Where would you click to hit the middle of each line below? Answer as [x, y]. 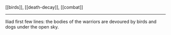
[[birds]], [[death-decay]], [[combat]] [44, 7]
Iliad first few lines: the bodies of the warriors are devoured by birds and [81, 21]
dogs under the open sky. [32, 27]
